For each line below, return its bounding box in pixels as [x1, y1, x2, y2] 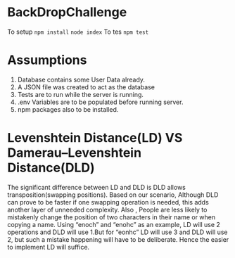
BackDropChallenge [7, 4, 127, 20]
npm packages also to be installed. [17, 105, 119, 113]
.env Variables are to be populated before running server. [17, 98, 184, 106]
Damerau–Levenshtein [7, 145, 142, 161]
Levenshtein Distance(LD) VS [7, 130, 183, 146]
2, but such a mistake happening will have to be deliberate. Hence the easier [7, 235, 229, 243]
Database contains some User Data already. [17, 75, 146, 84]
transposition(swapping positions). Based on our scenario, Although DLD [7, 191, 219, 199]
